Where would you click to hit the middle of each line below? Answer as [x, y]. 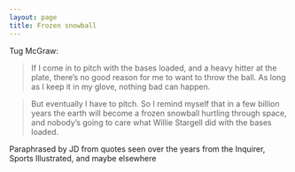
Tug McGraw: [34, 50]
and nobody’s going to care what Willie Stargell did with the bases [151, 122]
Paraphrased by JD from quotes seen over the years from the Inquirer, [137, 149]
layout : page [33, 17]
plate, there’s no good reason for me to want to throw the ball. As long [158, 77]
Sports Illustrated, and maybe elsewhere [83, 158]
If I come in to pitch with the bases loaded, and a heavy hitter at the [154, 68]
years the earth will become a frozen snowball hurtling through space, [159, 113]
